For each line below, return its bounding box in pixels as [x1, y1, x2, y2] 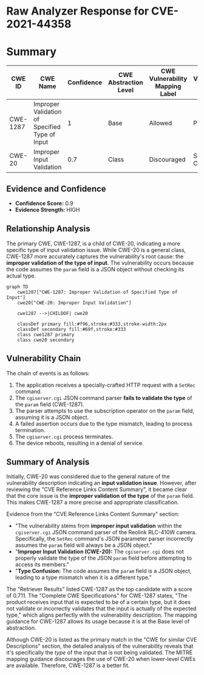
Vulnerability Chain [6, 353, 81, 364]
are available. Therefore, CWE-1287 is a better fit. [6, 662, 130, 669]
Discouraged [149, 155, 186, 164]
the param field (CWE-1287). [15, 401, 85, 408]
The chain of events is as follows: [6, 369, 90, 377]
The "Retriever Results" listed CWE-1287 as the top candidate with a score [6, 586, 192, 593]
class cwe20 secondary [17, 337, 75, 343]
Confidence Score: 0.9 [15, 199, 74, 207]
